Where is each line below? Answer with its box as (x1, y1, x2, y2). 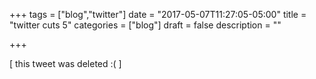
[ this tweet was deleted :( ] (9, 58, 122, 69)
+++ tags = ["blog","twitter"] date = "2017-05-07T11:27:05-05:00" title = (9, 9, 307, 20)
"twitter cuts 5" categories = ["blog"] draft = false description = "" (9, 19, 282, 31)
